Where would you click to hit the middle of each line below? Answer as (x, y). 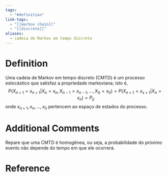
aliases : (15, 34)
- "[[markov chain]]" (33, 24)
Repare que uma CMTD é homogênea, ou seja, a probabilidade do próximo (84, 142)
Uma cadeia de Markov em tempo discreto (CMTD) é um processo (75, 77)
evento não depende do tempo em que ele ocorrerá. (60, 148)
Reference (27, 169)
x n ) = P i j (86, 98)
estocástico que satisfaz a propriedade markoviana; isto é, (67, 83)
